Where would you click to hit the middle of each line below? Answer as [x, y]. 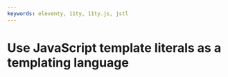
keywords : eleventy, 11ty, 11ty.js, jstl [68, 14]
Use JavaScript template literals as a [114, 48]
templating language [68, 62]
